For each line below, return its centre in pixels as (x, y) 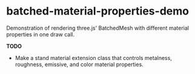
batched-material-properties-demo (98, 11)
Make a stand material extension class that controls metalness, (94, 58)
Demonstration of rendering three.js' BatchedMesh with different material (98, 28)
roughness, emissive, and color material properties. (79, 64)
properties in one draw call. (40, 34)
